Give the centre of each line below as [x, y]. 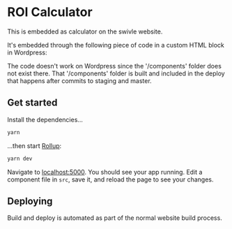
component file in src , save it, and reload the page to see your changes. [110, 179]
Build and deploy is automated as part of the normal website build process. [115, 218]
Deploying [30, 201]
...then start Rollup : [34, 146]
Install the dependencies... [45, 119]
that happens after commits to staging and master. [79, 80]
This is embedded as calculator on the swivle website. [85, 31]
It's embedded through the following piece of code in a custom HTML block [116, 45]
